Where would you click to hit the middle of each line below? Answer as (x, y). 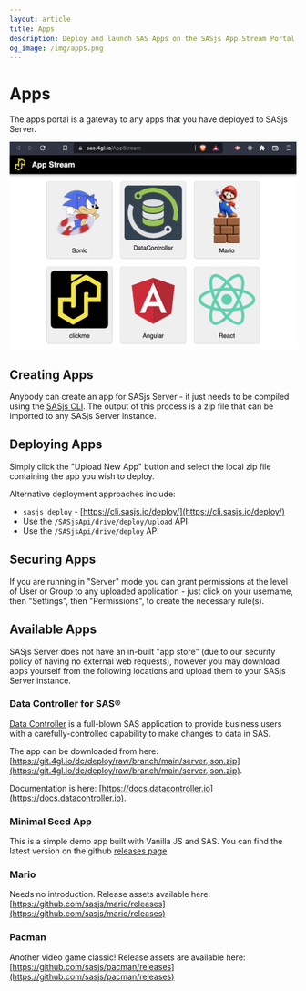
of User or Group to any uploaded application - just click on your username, (152, 591)
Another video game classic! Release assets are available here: (127, 957)
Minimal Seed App (51, 822)
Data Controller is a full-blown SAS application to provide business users (146, 723)
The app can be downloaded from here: (84, 751)
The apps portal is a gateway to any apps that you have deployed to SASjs (149, 119)
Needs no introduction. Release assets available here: (110, 894)
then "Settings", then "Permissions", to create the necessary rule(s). (137, 600)
